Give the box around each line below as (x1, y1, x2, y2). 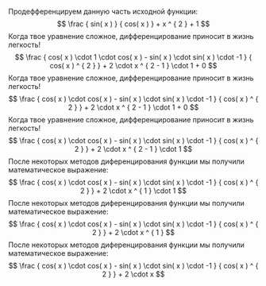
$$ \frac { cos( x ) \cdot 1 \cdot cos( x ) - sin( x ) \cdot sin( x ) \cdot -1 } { (14, 52, 253, 62)
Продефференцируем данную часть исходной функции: (8, 7, 199, 16)
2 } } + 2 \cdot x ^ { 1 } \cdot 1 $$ (79, 186, 187, 195)
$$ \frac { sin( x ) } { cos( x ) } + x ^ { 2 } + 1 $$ (56, 19, 210, 29)
